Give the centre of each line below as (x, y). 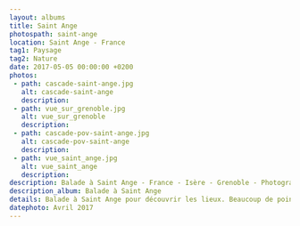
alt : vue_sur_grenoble (63, 117)
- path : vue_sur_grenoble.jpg (69, 109)
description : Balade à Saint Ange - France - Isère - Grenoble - (133, 183)
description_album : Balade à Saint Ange (86, 191)
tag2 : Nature (33, 59)
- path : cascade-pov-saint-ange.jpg (81, 133)
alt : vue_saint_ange (59, 166)
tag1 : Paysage (36, 51)
